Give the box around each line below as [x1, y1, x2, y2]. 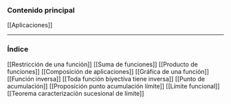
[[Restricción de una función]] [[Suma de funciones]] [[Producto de [7, 60, 198, 68]
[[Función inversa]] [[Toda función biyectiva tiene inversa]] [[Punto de [7, 75, 205, 83]
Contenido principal [7, 5, 75, 15]
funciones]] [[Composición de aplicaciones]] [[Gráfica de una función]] [7, 67, 210, 75]
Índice [7, 44, 29, 54]
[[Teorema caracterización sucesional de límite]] [7, 89, 144, 97]
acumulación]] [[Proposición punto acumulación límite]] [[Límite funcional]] [7, 81, 220, 90]
